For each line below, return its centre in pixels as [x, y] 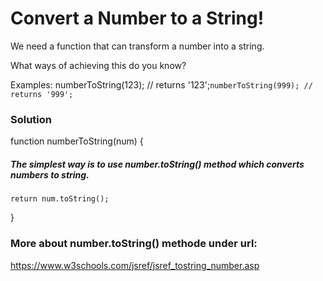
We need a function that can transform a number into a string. [137, 46]
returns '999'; [42, 94]
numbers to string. [50, 174]
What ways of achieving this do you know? [98, 65]
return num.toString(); [60, 199]
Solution [31, 119]
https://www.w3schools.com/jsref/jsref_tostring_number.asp [135, 265]
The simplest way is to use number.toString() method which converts [157, 164]
